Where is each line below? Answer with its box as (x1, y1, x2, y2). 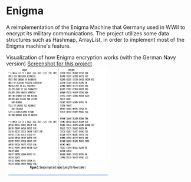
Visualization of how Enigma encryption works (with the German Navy (6, 54, 176, 61)
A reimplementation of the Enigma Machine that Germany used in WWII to (6, 24, 186, 31)
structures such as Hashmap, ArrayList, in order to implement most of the (6, 36, 185, 43)
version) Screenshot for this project (6, 60, 93, 67)
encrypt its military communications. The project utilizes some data (6, 29, 169, 37)
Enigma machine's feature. (6, 42, 71, 49)
